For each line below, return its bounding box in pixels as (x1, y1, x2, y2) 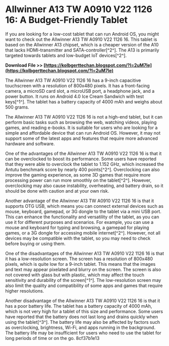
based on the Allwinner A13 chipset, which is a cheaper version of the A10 (5, 41, 159, 47)
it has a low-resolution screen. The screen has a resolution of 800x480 (5, 256, 153, 262)
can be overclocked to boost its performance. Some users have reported (5, 155, 156, 162)
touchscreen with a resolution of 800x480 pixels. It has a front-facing (5, 82, 150, 89)
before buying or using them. (5, 241, 66, 247)
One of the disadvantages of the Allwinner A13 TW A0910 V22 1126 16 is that (5, 250, 164, 256)
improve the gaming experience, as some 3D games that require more (5, 171, 151, 178)
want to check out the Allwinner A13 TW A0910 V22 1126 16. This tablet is (5, 36, 157, 42)
